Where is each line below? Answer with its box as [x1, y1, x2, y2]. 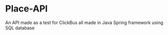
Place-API [5, 3, 48, 14]
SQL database [5, 24, 35, 30]
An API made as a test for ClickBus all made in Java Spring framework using [5, 19, 163, 25]
